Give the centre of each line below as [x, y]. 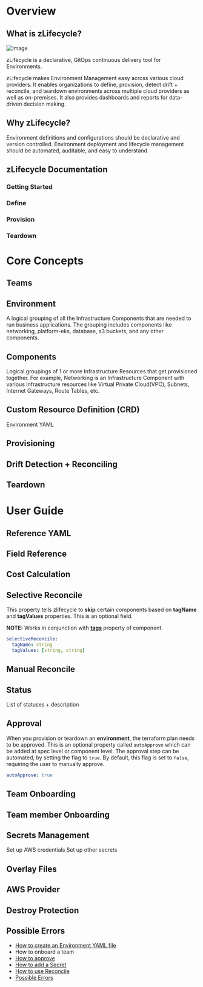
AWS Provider [33, 890]
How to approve [35, 958]
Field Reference [37, 554]
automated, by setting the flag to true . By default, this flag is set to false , [98, 758]
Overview [31, 11]
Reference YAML [39, 533]
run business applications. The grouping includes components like [89, 325]
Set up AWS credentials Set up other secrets [62, 850]
